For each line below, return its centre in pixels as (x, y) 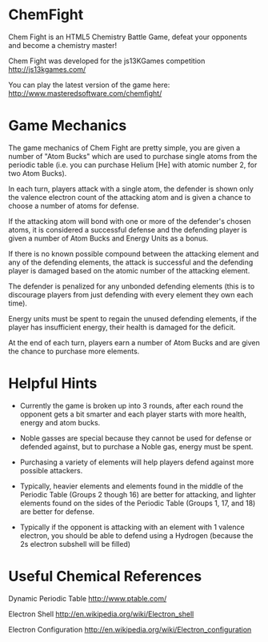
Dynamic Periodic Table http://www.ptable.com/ (88, 598)
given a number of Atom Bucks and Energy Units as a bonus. (108, 238)
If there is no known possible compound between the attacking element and (134, 253)
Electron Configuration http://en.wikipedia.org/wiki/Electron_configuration (130, 629)
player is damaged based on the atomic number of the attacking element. (129, 270)
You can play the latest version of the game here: (89, 85)
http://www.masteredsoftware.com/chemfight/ (85, 93)
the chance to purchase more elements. (74, 351)
